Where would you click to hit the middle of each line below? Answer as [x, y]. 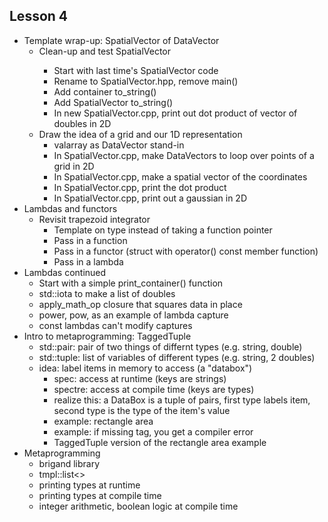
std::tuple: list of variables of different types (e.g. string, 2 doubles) [177, 357]
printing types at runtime [89, 485]
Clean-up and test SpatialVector [105, 51]
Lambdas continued [65, 272]
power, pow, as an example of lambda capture [133, 315]
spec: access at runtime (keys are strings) [140, 378]
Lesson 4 [39, 16]
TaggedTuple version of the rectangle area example [160, 442]
